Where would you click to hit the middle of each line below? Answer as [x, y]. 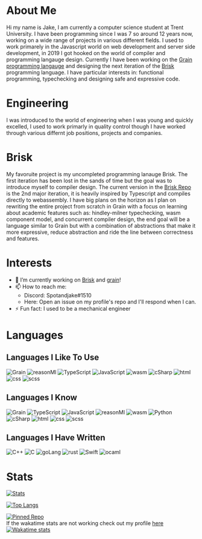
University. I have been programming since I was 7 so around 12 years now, [100, 33]
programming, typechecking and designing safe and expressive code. [93, 79]
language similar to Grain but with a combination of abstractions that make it [101, 225]
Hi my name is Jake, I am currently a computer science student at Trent [95, 27]
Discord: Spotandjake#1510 [58, 295]
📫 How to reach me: [41, 286]
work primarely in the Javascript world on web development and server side [101, 47]
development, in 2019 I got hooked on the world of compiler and [86, 53]
